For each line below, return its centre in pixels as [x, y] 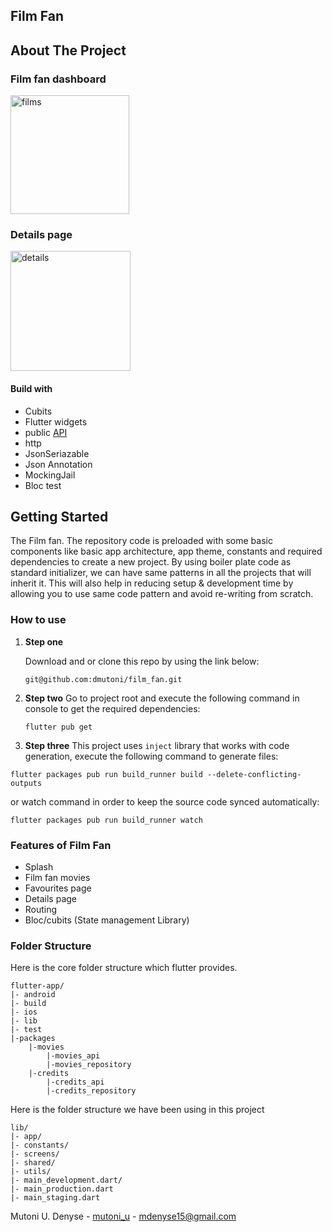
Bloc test [43, 485]
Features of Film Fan [61, 845]
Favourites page [58, 888]
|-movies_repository [89, 1065]
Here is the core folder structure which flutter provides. [124, 968]
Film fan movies [57, 877]
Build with [31, 388]
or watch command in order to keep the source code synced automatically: [165, 801]
